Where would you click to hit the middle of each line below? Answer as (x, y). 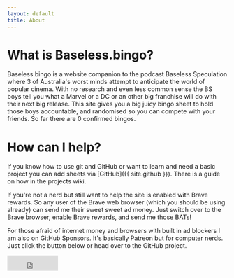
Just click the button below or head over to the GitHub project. (97, 246)
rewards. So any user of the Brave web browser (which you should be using (116, 202)
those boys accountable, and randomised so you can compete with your (111, 111)
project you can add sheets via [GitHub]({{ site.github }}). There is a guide (114, 174)
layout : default (31, 14)
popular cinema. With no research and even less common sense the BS (110, 89)
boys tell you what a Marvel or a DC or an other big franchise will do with (112, 97)
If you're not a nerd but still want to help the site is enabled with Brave (108, 195)
